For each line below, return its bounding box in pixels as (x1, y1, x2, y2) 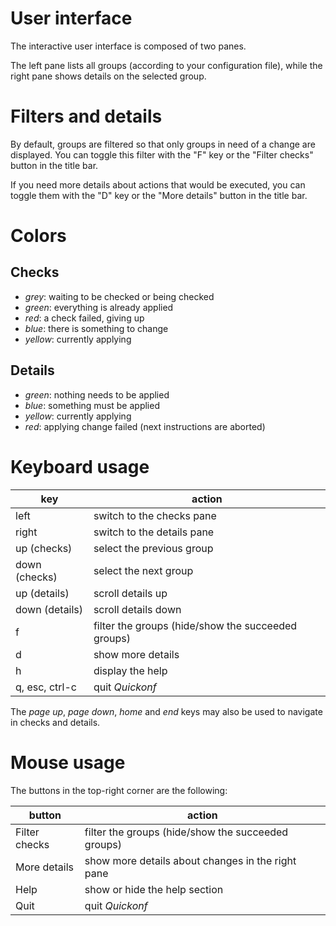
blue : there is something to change (24, 322, 169, 334)
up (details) (15, 586, 70, 600)
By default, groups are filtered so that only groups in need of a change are (10, 138, 316, 150)
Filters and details (10, 105, 163, 128)
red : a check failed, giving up (24, 312, 145, 324)
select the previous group (93, 541, 214, 555)
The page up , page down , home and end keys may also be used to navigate (10, 705, 323, 717)
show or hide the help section (84, 882, 224, 896)
